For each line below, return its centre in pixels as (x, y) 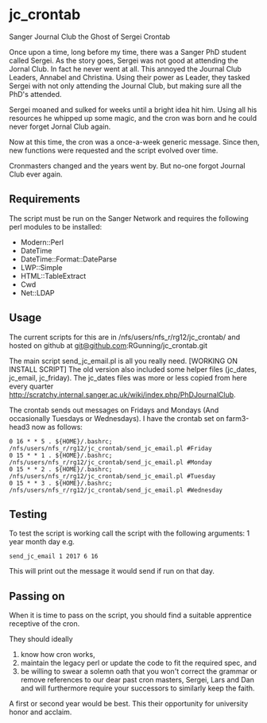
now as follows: (57, 427)
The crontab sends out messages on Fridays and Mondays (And (114, 410)
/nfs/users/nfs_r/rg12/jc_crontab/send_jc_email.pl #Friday (111, 448)
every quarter (31, 386)
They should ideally (41, 639)
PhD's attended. (35, 94)
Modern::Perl (42, 242)
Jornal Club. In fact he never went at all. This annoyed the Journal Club (125, 68)
